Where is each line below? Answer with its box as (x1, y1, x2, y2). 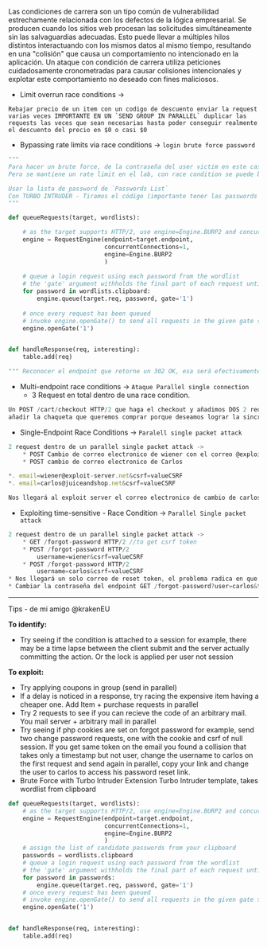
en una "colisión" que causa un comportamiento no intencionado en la (8, 49, 239, 58)
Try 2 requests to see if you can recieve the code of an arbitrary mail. (19, 708, 247, 717)
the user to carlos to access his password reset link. (19, 767, 191, 777)
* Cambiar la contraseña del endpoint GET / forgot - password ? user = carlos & (8, 583, 258, 591)
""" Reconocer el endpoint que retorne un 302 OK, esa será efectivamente (8, 368, 261, 376)
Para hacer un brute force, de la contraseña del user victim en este (8, 162, 247, 170)
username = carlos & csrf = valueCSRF (37, 568, 145, 575)
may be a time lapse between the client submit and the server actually (19, 644, 250, 653)
